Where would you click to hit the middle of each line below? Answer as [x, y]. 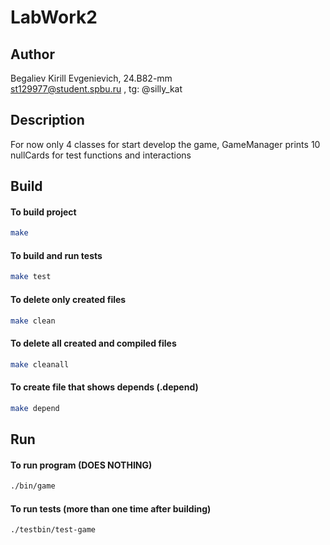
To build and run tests [56, 255]
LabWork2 [54, 17]
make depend [35, 408]
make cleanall [40, 364]
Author [32, 54]
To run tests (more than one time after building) [111, 508]
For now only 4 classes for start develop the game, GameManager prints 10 [165, 144]
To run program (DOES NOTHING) [81, 465]
